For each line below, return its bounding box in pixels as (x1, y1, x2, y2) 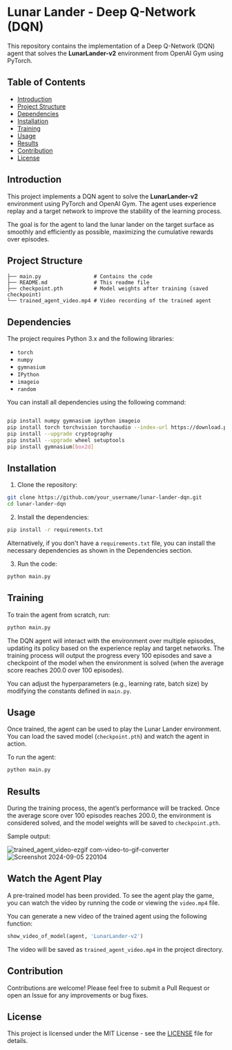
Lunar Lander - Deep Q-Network (7, 4, 196, 20)
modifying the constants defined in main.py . (7, 686, 132, 695)
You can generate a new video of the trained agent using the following (7, 912, 207, 920)
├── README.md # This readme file (7, 279, 150, 286)
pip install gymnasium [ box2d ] (7, 443, 95, 450)
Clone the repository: (17, 481, 78, 489)
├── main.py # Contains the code (7, 273, 153, 280)
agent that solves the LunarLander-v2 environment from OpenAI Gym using (7, 49, 224, 57)
